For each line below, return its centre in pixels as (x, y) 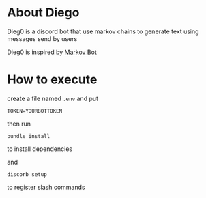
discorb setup (27, 174)
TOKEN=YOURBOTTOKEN (35, 111)
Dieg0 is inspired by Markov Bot (52, 52)
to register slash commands (46, 187)
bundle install (29, 136)
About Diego (43, 13)
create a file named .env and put (53, 98)
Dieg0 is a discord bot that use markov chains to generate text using (103, 31)
